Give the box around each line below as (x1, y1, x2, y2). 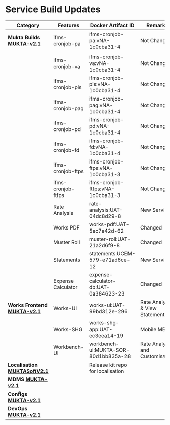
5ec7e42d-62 (89, 227, 124, 234)
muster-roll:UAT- (89, 235, 131, 242)
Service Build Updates (5, 4, 101, 15)
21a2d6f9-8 (89, 242, 120, 249)
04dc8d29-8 (89, 212, 121, 219)
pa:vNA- (89, 37, 110, 44)
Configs (8, 390, 28, 397)
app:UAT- (89, 325, 113, 333)
